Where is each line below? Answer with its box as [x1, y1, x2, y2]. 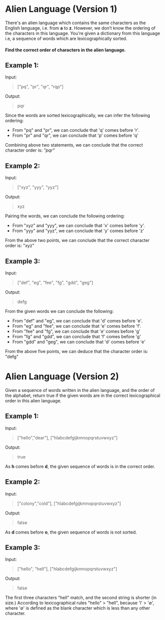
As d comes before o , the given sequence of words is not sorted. [5, 529, 137, 535]
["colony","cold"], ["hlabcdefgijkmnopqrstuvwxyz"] [17, 500, 121, 506]
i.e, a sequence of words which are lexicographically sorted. [5, 36, 128, 41]
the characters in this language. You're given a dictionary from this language [5, 30, 160, 36]
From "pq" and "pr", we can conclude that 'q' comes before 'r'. [12, 127, 139, 133]
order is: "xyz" [5, 243, 34, 249]
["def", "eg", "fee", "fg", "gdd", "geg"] [17, 279, 94, 285]
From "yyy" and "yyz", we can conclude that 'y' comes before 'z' [12, 228, 144, 234]
